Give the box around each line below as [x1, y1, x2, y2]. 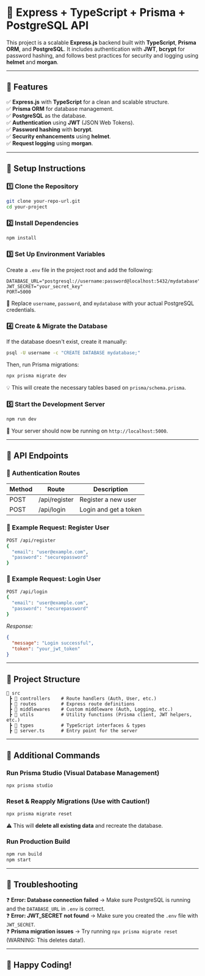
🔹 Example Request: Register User [6, 523, 110, 532]
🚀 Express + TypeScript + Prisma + [6, 6, 186, 20]
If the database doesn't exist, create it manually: [6, 338, 128, 345]
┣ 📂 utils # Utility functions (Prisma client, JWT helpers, [9, 712, 192, 718]
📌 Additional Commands [6, 750, 101, 760]
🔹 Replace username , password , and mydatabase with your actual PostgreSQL [6, 300, 195, 307]
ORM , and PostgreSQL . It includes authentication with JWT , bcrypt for [6, 45, 185, 53]
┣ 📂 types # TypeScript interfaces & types [9, 722, 146, 728]
